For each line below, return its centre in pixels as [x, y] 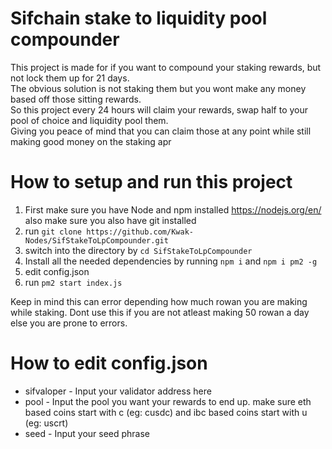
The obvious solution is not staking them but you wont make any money [158, 88]
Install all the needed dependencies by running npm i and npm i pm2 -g [171, 261]
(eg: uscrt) [46, 423]
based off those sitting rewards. [76, 99]
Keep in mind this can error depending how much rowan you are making [159, 301]
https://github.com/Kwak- [140, 232]
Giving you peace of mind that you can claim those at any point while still [161, 131]
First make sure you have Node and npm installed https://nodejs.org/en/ [173, 209]
